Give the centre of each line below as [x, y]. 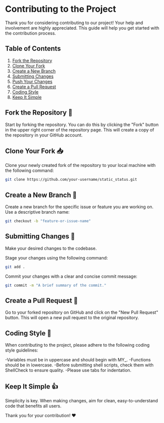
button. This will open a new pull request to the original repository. [72, 318]
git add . [15, 267]
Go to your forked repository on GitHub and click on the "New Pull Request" [82, 312]
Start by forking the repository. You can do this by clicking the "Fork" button [82, 125]
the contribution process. [31, 33]
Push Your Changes [32, 81]
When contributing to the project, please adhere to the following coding [77, 345]
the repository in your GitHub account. [44, 135]
